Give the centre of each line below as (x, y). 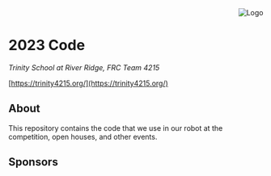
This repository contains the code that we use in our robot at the (116, 128)
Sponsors (33, 162)
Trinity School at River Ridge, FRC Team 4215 (84, 67)
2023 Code (47, 46)
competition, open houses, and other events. (83, 136)
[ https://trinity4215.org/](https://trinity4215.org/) (88, 83)
